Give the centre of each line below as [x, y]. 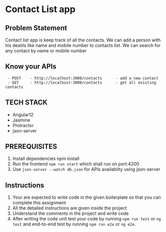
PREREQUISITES [31, 147]
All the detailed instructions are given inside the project [70, 208]
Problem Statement [36, 28]
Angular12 [23, 114]
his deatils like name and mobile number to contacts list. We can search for [83, 45]
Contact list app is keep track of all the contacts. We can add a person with [83, 40]
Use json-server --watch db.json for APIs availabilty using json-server [86, 169]
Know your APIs [31, 67]
